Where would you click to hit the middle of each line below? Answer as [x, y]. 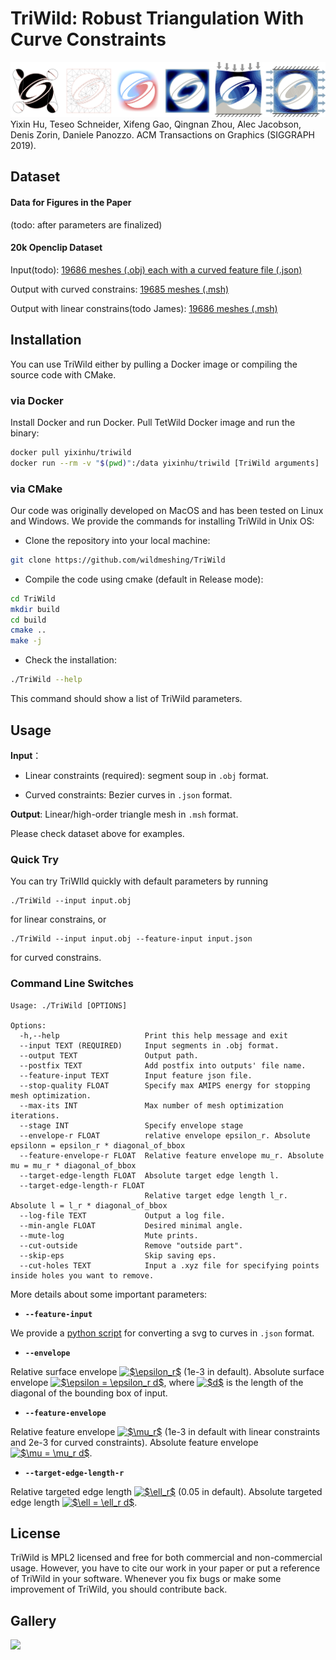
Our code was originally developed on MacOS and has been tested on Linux [167, 510]
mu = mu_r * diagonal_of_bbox [73, 1165]
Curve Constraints [88, 39]
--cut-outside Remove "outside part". [131, 1245]
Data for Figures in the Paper [71, 203]
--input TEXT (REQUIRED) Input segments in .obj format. [149, 1045]
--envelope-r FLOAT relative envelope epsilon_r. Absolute [165, 1135]
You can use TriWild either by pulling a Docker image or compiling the [154, 364]
